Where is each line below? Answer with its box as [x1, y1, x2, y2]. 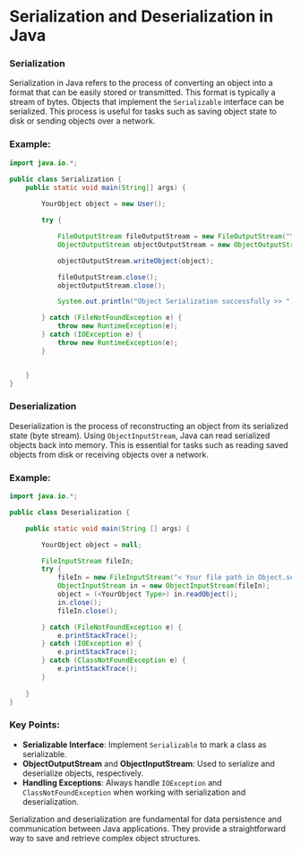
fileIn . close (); [56, 607, 118, 615]
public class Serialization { [9, 175, 123, 184]
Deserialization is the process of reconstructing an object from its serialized [9, 420, 288, 431]
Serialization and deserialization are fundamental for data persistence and [9, 813, 282, 824]
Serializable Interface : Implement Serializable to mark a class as [21, 739, 267, 750]
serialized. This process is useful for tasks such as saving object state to [9, 106, 278, 117]
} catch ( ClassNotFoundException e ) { [41, 656, 186, 665]
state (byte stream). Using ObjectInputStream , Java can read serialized [9, 430, 271, 441]
